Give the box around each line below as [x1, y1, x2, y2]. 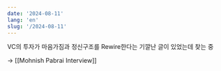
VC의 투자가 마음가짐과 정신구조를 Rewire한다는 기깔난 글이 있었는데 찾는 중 [7, 43, 214, 51]
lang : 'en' [7, 17, 39, 23]
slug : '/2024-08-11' [7, 23, 68, 30]
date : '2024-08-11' [7, 10, 64, 17]
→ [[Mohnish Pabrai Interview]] [7, 57, 97, 65]
